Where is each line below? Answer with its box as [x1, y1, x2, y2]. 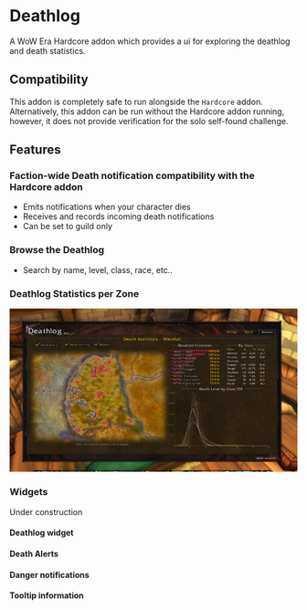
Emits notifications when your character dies [22, 202, 191, 213]
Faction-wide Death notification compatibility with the [9, 170, 255, 183]
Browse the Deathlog [9, 244, 105, 257]
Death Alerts [9, 549, 59, 559]
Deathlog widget [9, 527, 74, 539]
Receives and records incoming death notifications [22, 211, 215, 222]
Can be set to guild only [22, 221, 112, 232]
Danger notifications [9, 569, 90, 580]
